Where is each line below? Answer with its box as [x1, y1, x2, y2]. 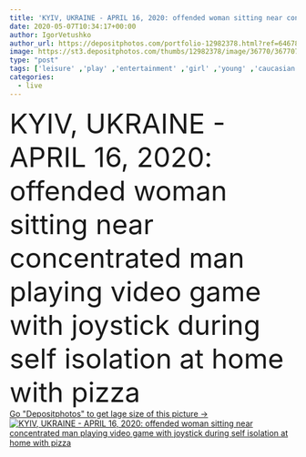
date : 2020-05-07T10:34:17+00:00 [9, 22, 137, 31]
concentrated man [9, 240, 245, 275]
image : [9, 47, 35, 56]
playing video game [9, 274, 261, 309]
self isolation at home [9, 340, 284, 376]
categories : [9, 73, 55, 82]
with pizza [9, 374, 141, 410]
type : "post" [9, 56, 59, 65]
